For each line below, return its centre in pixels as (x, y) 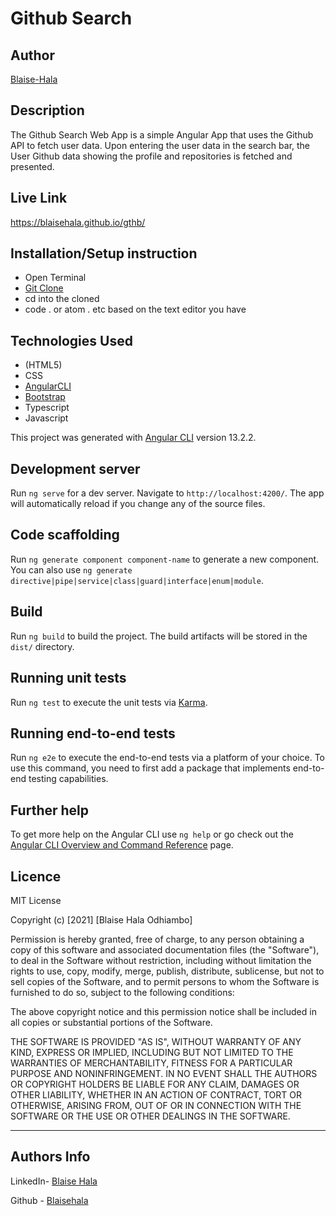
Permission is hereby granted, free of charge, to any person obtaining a (157, 939)
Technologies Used (71, 340)
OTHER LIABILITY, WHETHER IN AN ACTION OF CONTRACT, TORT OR (156, 1094)
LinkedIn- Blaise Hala (54, 1181)
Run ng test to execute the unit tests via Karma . (109, 702)
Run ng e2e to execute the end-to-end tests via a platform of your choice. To (168, 758)
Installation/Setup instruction (104, 253)
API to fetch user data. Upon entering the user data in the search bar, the (160, 145)
